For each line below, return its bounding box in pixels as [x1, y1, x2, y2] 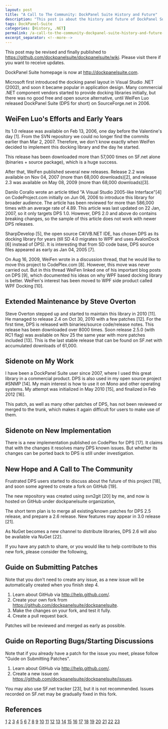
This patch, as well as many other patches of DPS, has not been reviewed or [5, 401, 162, 407]
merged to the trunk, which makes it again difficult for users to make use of [5, 406, 160, 413]
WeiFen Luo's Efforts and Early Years [5, 115, 123, 123]
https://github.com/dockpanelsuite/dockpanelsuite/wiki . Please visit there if [5, 54, 161, 60]
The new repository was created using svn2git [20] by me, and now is [5, 493, 149, 499]
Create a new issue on [12, 670, 59, 676]
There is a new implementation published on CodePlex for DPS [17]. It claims [5, 440, 163, 446]
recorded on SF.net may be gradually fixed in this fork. [5, 691, 117, 697]
